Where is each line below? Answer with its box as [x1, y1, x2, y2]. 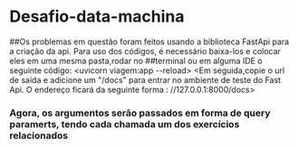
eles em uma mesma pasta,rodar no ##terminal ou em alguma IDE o [9, 55, 263, 66]
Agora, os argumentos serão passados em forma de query [9, 106, 271, 119]
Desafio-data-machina [9, 6, 185, 27]
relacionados [9, 129, 69, 142]
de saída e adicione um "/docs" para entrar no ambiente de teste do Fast [9, 74, 282, 85]
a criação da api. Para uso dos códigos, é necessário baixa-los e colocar [9, 45, 281, 56]
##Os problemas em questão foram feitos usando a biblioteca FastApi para [9, 36, 290, 47]
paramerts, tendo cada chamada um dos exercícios [9, 117, 240, 130]
